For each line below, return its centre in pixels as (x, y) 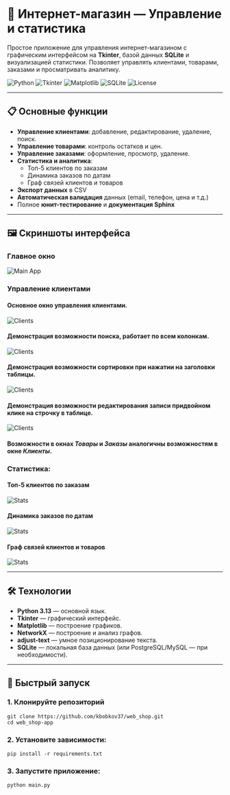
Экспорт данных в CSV (52, 190)
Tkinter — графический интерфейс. (69, 618)
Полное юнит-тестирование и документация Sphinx (96, 204)
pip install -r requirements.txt (55, 754)
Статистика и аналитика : (55, 161)
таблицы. (21, 375)
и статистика (47, 28)
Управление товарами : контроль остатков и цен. (90, 146)
